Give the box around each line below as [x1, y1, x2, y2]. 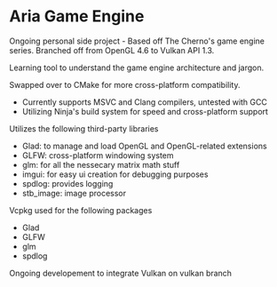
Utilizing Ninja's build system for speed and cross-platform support [21, 106, 269, 116]
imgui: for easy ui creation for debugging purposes [21, 169, 209, 179]
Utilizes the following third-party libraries [9, 123, 159, 134]
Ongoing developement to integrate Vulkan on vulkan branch [9, 267, 233, 278]
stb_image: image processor [21, 187, 127, 198]
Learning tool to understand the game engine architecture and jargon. [9, 62, 265, 73]
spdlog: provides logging [21, 178, 114, 188]
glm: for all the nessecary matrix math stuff [21, 159, 180, 170]
